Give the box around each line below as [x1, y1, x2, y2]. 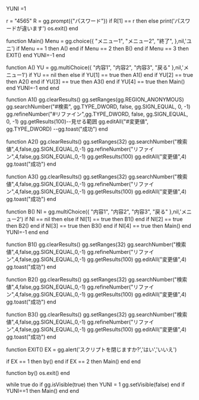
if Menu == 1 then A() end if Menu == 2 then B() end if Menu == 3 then [16, 45, 189, 52]
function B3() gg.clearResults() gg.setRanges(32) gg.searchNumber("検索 [6, 311, 188, 318]
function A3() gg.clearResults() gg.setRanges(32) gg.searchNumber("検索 [6, 173, 188, 180]
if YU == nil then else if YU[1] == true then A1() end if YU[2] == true [29, 72, 194, 78]
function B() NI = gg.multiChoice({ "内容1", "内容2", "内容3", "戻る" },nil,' [6, 208, 182, 215]
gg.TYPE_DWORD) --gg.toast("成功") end [6, 125, 108, 132]
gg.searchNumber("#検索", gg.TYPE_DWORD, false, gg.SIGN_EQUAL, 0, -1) [6, 103, 191, 110]
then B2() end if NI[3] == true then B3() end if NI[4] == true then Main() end [6, 222, 191, 229]
